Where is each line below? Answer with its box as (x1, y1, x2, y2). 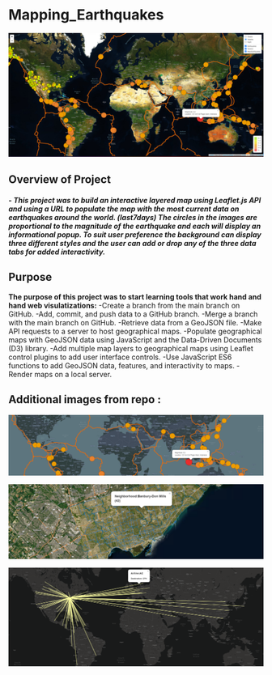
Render (8, 369, 33, 379)
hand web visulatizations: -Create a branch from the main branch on (8, 300, 240, 310)
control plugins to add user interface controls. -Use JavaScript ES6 (8, 352, 232, 362)
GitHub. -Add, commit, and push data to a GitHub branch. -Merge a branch (8, 309, 258, 319)
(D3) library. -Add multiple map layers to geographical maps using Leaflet (8, 343, 253, 353)
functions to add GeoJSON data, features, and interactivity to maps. (8, 360, 235, 370)
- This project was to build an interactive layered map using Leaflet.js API (8, 196, 261, 206)
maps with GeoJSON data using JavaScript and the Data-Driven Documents (8, 334, 262, 345)
